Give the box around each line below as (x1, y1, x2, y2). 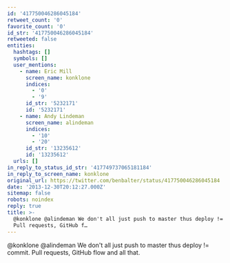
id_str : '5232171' (25, 100, 79, 107)
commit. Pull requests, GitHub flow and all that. (7, 248, 140, 256)
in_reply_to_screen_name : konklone (7, 171, 109, 177)
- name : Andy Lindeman (19, 113, 85, 119)
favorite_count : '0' (7, 23, 67, 30)
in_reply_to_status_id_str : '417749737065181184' (7, 164, 153, 171)
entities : (7, 42, 36, 49)
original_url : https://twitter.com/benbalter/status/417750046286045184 (7, 177, 220, 184)
